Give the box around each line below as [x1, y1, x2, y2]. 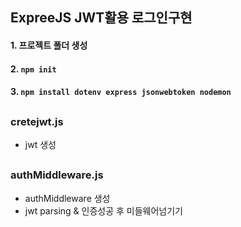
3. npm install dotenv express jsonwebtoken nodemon [10, 86, 232, 98]
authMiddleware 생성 [24, 192, 111, 204]
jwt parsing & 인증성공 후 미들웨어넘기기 [24, 204, 183, 217]
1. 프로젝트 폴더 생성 [10, 39, 88, 51]
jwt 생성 [24, 138, 57, 150]
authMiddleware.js [10, 168, 104, 182]
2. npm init [10, 63, 57, 75]
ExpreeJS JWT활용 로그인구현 [10, 9, 193, 27]
